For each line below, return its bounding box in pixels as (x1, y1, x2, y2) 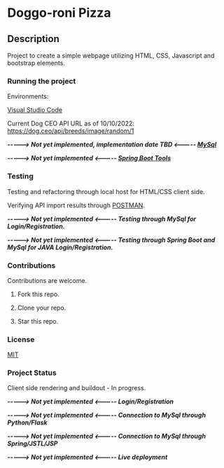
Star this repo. (17, 317, 59, 325)
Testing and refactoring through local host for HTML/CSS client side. (7, 187, 205, 195)
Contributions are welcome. (7, 276, 87, 284)
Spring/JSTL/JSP (7, 439, 58, 448)
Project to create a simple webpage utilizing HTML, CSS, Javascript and (7, 51, 215, 60)
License (7, 334, 35, 344)
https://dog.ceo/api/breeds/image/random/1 (7, 127, 134, 135)
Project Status (7, 368, 57, 378)
